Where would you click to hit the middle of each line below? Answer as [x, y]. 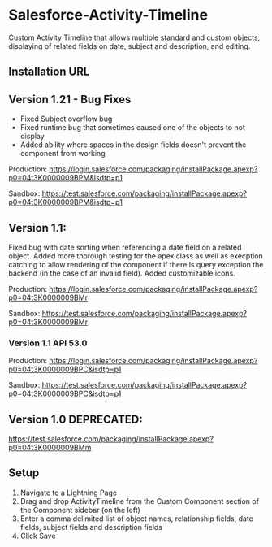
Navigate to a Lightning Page [69, 493]
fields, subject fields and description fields [91, 527]
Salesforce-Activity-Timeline [108, 15]
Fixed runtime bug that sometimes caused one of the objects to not [133, 128]
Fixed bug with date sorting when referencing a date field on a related [125, 247]
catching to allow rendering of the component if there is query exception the [136, 264]
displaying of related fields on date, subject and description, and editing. [130, 46]
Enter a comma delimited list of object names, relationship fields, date [137, 519]
